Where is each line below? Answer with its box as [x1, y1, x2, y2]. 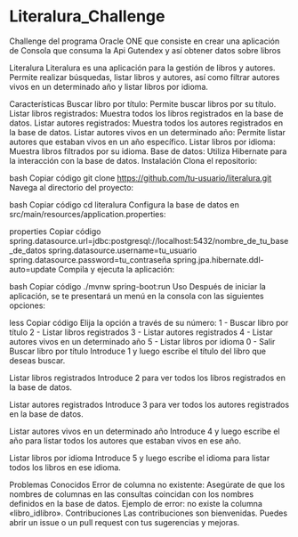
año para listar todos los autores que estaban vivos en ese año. [9, 435, 242, 446]
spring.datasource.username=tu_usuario [48, 245, 197, 256]
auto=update [9, 264, 57, 274]
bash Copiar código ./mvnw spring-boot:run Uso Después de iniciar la [9, 281, 267, 291]
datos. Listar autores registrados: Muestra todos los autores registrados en [9, 118, 284, 128]
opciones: [9, 300, 46, 311]
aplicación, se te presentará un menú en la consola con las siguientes [9, 290, 264, 301]
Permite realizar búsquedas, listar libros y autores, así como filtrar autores [9, 71, 280, 82]
